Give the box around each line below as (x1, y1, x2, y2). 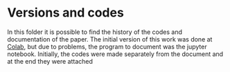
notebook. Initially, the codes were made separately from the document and (7, 50, 224, 58)
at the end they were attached (7, 57, 94, 65)
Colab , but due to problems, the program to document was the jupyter (7, 42, 207, 51)
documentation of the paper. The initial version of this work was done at (7, 35, 213, 43)
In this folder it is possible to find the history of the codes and (7, 28, 182, 36)
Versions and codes (7, 5, 125, 21)
